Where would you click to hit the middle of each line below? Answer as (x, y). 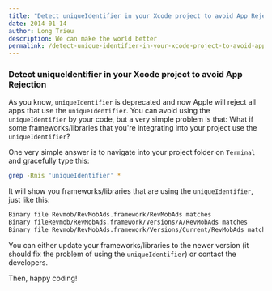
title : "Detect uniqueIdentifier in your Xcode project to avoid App (128, 16)
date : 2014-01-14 (38, 24)
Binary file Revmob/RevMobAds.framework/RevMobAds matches (110, 215)
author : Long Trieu (41, 31)
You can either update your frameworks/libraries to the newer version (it (129, 245)
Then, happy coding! (43, 278)
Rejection (28, 84)
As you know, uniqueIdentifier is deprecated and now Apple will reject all (132, 102)
